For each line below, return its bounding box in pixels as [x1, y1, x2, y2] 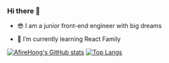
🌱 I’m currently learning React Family [16, 35, 121, 43]
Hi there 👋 [7, 6, 41, 16]
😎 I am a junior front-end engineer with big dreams [16, 22, 162, 30]
